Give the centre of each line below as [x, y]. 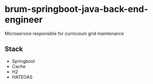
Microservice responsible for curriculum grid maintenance [64, 33]
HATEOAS [22, 77]
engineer [24, 20]
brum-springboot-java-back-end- [76, 9]
